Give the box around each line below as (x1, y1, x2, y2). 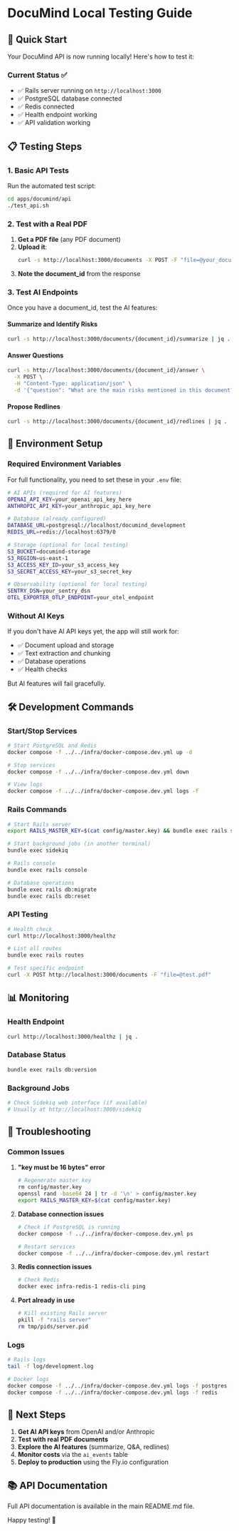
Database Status (7, 1050, 66, 1060)
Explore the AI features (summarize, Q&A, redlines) (17, 1443, 169, 1451)
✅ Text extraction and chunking (17, 649, 111, 658)
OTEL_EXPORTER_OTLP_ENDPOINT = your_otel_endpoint (7, 594, 154, 601)
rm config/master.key (17, 1184, 82, 1191)
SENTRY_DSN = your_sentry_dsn (7, 587, 91, 595)
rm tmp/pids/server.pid (17, 1323, 89, 1330)
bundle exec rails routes (7, 952, 84, 959)
